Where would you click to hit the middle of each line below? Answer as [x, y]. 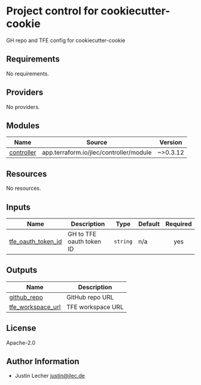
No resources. [24, 188]
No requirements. [28, 74]
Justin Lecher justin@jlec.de [50, 376]
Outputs [22, 270]
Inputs [19, 207]
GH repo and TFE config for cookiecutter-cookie [66, 40]
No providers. [23, 107]
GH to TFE [82, 234]
